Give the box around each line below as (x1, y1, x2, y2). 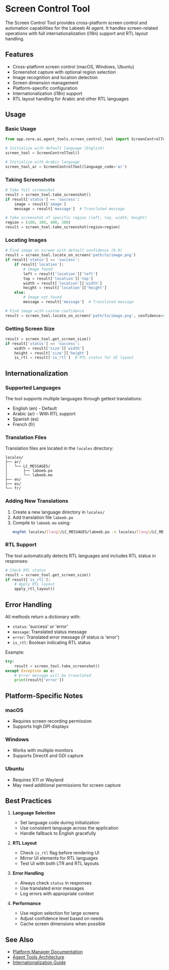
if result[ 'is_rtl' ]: (5, 577, 51, 582)
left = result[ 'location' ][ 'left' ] (23, 271, 98, 277)
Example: (5, 649, 25, 655)
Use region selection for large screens (20, 910, 100, 916)
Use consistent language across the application (20, 825, 119, 831)
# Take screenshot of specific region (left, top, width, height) (5, 215, 147, 220)
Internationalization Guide (12, 959, 66, 965)
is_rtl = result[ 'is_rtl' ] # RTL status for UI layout (14, 355, 134, 360)
